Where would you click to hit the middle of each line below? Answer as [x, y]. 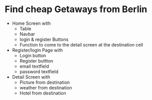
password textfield [39, 71]
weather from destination [46, 87]
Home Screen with [31, 23]
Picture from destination [45, 82]
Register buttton [36, 61]
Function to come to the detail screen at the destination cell [81, 44]
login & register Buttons [44, 39]
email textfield [34, 66]
